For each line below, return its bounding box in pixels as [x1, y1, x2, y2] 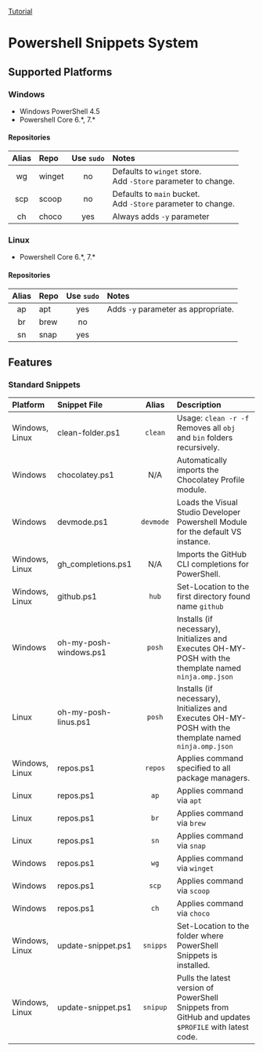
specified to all [176, 763, 231, 774]
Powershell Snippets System [8, 35, 199, 52]
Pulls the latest [176, 973, 231, 984]
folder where [176, 930, 225, 941]
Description [176, 399, 222, 410]
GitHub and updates [176, 1012, 250, 1023]
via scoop [176, 886, 210, 897]
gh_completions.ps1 [57, 559, 132, 570]
